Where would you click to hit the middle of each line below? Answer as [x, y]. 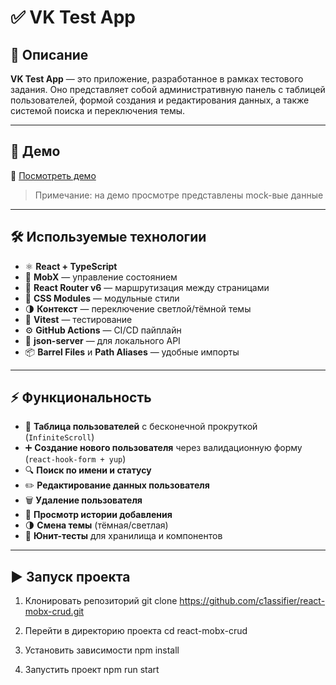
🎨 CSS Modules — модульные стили [102, 298]
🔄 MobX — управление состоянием [101, 277]
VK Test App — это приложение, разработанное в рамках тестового [157, 79]
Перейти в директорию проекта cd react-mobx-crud [136, 631]
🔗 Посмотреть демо [53, 175]
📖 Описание [49, 54]
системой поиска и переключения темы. [98, 110]
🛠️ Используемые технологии [108, 237]
